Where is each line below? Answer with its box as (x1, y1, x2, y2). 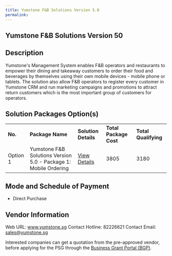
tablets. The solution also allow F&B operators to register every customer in (5, 78, 164, 84)
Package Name (30, 131, 68, 138)
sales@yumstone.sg (5, 229, 48, 236)
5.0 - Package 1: (30, 158, 71, 165)
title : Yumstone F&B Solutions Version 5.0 (5, 7, 100, 13)
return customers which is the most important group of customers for (5, 89, 152, 95)
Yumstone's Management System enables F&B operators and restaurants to (5, 62, 165, 68)
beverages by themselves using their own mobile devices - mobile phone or (5, 73, 165, 79)
